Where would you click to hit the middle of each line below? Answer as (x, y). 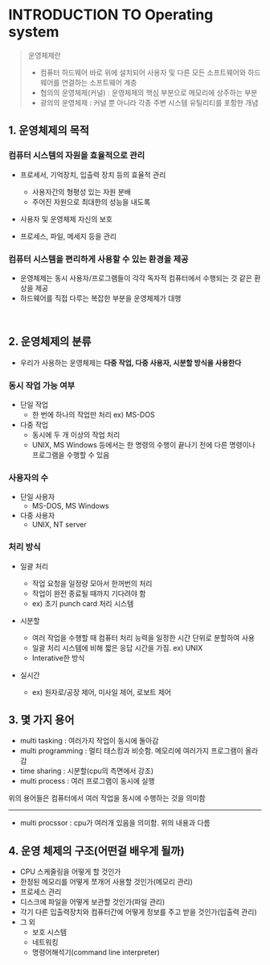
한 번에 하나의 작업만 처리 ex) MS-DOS (93, 415)
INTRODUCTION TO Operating (111, 15)
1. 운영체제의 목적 (49, 131)
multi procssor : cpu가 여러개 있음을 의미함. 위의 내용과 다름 (115, 823)
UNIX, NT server (59, 525)
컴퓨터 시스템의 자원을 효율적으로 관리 (77, 156)
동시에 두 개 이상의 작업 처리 (76, 435)
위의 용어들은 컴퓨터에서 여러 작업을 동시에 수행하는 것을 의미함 (107, 798)
